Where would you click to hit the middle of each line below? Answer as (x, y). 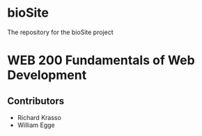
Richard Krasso (39, 117)
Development (47, 75)
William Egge (36, 125)
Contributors (36, 101)
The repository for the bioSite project (60, 32)
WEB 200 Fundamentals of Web (101, 60)
